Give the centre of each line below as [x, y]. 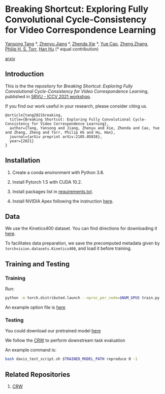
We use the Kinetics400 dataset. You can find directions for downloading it [81, 229]
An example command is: [31, 350]
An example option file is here [35, 307]
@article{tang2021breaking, [34, 115]
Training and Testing [37, 264]
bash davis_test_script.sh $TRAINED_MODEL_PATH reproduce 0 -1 [71, 359]
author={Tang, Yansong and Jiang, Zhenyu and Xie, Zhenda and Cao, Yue [85, 128]
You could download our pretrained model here [53, 331]
